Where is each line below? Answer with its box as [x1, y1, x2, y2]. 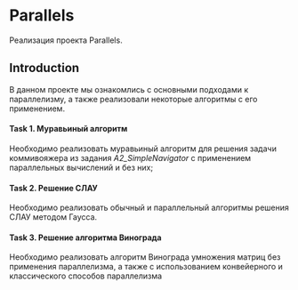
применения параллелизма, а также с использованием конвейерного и [9, 262, 283, 272]
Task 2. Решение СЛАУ [9, 182, 98, 193]
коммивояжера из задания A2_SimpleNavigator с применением [9, 152, 252, 163]
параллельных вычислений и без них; [9, 162, 154, 173]
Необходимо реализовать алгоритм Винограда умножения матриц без [9, 252, 281, 262]
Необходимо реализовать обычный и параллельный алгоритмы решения [9, 202, 289, 213]
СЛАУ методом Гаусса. [9, 212, 98, 222]
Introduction [9, 60, 80, 76]
